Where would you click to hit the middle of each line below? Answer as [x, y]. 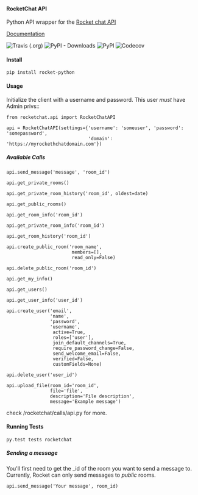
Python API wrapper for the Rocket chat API [61, 22]
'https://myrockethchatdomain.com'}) [54, 144]
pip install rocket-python [41, 73]
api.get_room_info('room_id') [45, 215]
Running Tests [25, 427]
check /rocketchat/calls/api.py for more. [57, 413]
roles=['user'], [73, 337]
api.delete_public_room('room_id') [51, 268]
